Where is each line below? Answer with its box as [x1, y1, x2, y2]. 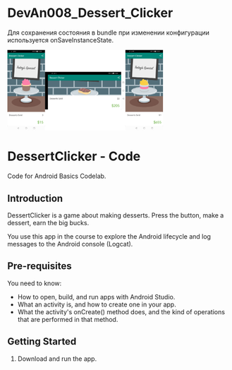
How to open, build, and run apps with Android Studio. [17, 292, 176, 301]
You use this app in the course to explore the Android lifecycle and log [7, 232, 212, 241]
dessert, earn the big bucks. [7, 218, 90, 227]
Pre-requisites [7, 260, 72, 273]
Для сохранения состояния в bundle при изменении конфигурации [7, 28, 209, 37]
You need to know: [7, 279, 62, 287]
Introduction [7, 192, 63, 204]
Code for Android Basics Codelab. [7, 172, 106, 181]
